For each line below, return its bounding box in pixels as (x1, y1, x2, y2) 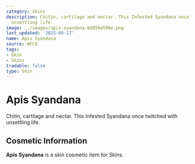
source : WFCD (6, 41, 38, 47)
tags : (6, 47, 19, 53)
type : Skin (6, 68, 33, 74)
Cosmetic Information (6, 135, 88, 146)
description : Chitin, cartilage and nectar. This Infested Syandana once (6, 14, 190, 20)
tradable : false (6, 62, 46, 69)
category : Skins (6, 8, 46, 15)
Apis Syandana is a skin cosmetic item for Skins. (6, 151, 124, 158)
